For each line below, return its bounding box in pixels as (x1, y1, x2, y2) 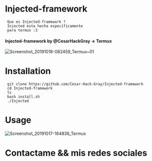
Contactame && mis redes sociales (5, 147, 147, 159)
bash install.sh (7, 94, 40, 100)
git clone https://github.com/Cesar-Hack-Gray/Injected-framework (7, 82, 144, 87)
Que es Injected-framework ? (7, 19, 66, 24)
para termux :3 (7, 28, 38, 32)
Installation (5, 66, 51, 77)
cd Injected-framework (7, 86, 53, 91)
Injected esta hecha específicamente (7, 23, 83, 29)
